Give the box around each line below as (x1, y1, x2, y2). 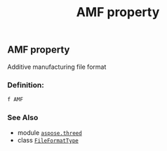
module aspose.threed (17, 129, 82, 137)
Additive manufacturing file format (7, 63, 107, 71)
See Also (7, 112, 39, 122)
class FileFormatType (17, 136, 79, 145)
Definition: (7, 80, 44, 90)
